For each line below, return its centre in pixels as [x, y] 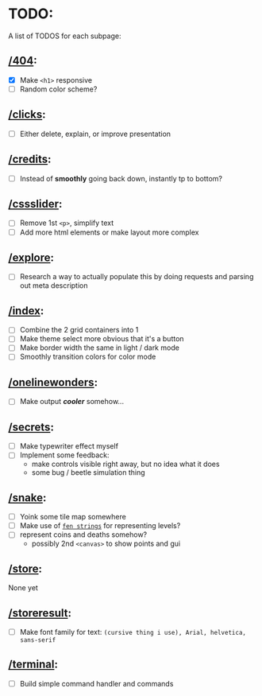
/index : [26, 311]
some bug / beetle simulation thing [88, 472]
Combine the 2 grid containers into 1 [79, 330]
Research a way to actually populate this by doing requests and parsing [137, 277]
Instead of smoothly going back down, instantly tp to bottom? [121, 178]
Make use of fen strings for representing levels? [100, 526]
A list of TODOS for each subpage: [65, 36]
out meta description [54, 286]
